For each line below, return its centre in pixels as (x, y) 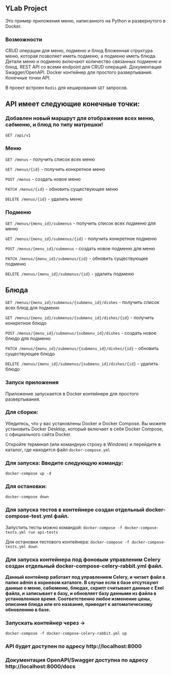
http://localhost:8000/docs (40, 666)
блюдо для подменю (28, 339)
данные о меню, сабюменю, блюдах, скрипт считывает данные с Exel (84, 587)
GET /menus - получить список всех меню (50, 159)
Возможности (24, 39)
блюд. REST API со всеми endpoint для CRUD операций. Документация (83, 67)
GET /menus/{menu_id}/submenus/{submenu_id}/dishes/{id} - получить (80, 318)
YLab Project (26, 8)
